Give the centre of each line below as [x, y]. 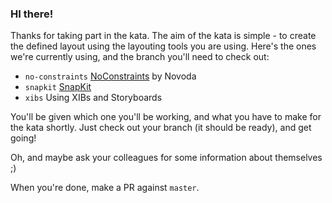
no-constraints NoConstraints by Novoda [110, 76]
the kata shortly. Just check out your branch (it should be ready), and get [161, 128]
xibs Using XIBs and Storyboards [93, 98]
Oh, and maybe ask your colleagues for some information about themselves [166, 158]
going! [23, 138]
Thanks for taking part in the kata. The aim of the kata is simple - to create [163, 36]
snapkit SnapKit [58, 87]
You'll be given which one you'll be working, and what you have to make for [166, 117]
